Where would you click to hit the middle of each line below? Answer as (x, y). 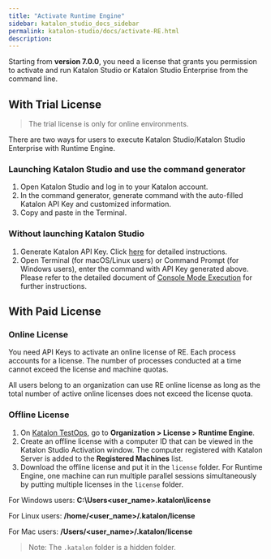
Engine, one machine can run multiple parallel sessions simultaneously (138, 475)
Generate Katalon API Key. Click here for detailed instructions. (124, 252)
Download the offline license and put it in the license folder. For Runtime (141, 467)
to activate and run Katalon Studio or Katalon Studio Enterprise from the (129, 71)
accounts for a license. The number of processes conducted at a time (125, 361)
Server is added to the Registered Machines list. (102, 458)
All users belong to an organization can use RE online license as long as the (135, 385)
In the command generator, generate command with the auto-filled (131, 196)
